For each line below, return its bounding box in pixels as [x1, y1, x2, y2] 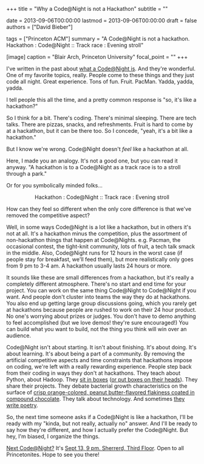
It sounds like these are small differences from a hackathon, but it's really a [6, 274, 194, 281]
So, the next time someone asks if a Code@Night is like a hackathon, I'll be [6, 414, 194, 420]
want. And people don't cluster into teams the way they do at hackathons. [6, 294, 191, 300]
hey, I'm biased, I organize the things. [6, 433, 100, 440]
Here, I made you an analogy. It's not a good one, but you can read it [6, 157, 178, 164]
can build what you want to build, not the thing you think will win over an [6, 326, 187, 332]
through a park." [6, 170, 47, 177]
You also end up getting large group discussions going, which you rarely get [6, 300, 197, 307]
